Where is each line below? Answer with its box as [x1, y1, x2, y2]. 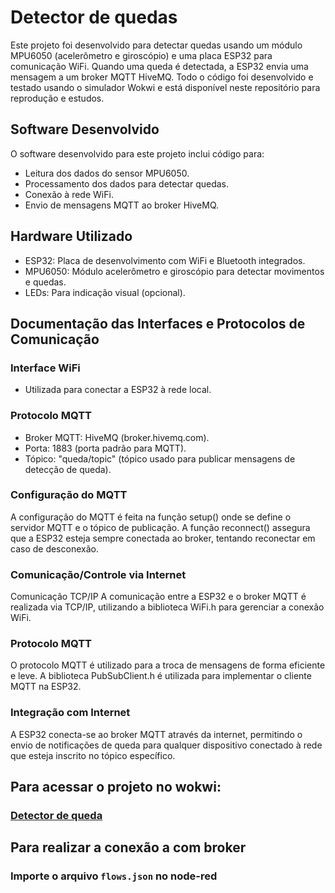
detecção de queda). [24, 463, 112, 475]
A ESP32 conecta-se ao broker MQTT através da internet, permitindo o [10, 728, 303, 740]
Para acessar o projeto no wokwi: [10, 779, 222, 796]
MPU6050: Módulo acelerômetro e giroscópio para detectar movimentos [24, 265, 325, 277]
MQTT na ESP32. [10, 681, 82, 693]
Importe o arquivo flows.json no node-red [10, 869, 218, 883]
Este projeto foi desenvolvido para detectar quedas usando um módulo [10, 39, 303, 51]
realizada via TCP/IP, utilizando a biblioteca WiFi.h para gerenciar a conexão [10, 601, 325, 613]
